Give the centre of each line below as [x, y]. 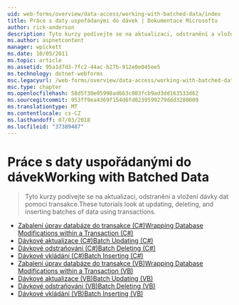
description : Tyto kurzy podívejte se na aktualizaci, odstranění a [111, 34]
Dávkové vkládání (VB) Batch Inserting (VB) [80, 294]
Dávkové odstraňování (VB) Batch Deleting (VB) [86, 286]
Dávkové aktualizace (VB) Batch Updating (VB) [85, 279]
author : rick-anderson [41, 27]
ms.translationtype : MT [43, 107]
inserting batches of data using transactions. [90, 212]
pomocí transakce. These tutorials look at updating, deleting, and [119, 205]
